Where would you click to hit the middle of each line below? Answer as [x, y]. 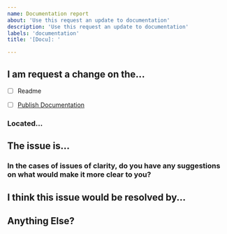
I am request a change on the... [76, 74]
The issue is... [38, 146]
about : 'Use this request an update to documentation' [89, 20]
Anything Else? [41, 221]
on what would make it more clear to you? [79, 175]
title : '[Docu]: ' [34, 40]
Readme [29, 91]
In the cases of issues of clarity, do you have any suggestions [114, 166]
